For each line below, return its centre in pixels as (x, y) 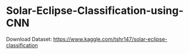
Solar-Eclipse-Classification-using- (95, 11)
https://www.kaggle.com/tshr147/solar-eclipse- (110, 39)
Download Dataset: (29, 39)
